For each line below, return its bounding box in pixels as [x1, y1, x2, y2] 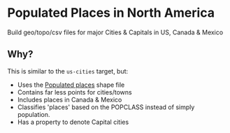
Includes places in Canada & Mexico [17, 95, 122, 104]
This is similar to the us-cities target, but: [7, 66, 129, 75]
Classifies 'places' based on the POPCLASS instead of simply [17, 103, 195, 111]
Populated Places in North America [7, 5, 215, 21]
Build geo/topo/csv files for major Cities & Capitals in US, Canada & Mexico [7, 28, 224, 36]
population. [17, 110, 50, 118]
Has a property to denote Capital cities [17, 118, 129, 126]
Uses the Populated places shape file [17, 80, 125, 89]
